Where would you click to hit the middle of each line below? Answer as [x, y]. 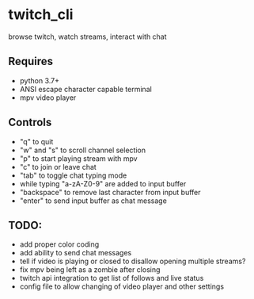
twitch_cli [41, 15]
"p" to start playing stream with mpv [78, 158]
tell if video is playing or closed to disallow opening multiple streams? [133, 261]
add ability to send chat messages [76, 253]
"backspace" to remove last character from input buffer [110, 192]
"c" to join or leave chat [58, 167]
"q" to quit [36, 141]
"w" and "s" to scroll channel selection [83, 150]
